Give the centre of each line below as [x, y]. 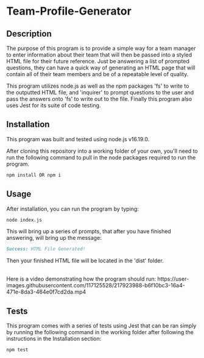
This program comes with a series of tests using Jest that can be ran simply [101, 326]
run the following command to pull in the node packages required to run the [101, 157]
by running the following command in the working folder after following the [100, 332]
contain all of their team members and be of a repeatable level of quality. [97, 74]
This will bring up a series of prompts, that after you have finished [89, 231]
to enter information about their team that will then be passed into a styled [99, 55]
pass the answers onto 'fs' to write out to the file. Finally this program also [99, 99]
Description [29, 34]
